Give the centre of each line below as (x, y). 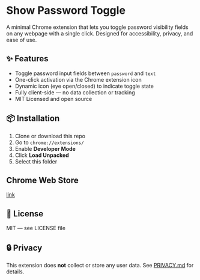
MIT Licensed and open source (53, 99)
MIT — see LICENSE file (36, 228)
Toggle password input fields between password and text (85, 73)
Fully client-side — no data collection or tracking (75, 92)
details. (15, 272)
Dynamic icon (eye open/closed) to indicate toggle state (84, 86)
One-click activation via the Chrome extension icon (78, 79)
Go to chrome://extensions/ (49, 142)
